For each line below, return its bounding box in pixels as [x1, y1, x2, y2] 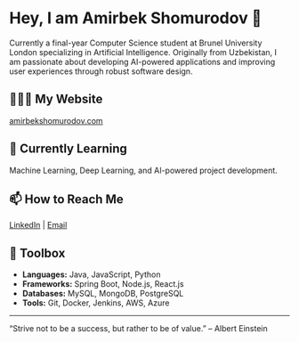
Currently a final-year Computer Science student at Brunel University [9, 37, 263, 48]
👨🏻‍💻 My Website [9, 92, 103, 107]
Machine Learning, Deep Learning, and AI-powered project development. [9, 165, 278, 175]
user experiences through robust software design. [9, 66, 193, 77]
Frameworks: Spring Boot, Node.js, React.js [21, 279, 184, 289]
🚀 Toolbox [9, 245, 66, 261]
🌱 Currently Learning [9, 142, 127, 157]
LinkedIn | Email [9, 220, 68, 231]
